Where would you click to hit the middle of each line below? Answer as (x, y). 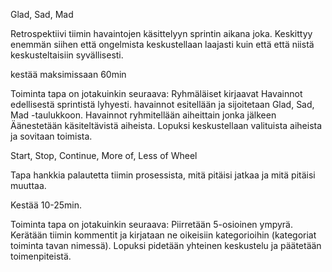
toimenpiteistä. (41, 256)
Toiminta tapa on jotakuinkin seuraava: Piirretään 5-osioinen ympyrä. (151, 224)
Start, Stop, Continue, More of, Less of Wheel (104, 155)
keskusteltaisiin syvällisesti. (67, 55)
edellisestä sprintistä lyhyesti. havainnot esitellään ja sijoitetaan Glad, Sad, (162, 104)
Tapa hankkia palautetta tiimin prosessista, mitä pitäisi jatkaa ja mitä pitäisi (163, 175)
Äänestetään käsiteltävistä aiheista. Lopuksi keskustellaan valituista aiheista (166, 125)
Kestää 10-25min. (46, 205)
